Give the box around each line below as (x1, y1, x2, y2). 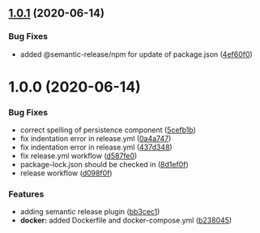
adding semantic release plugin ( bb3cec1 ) (19, 207, 160, 217)
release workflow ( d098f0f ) (19, 168, 113, 178)
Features (8, 188, 45, 200)
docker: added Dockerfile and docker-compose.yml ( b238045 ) (19, 215, 232, 226)
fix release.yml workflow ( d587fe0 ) (19, 151, 138, 161)
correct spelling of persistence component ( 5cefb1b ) (19, 125, 197, 135)
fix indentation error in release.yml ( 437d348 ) (19, 142, 173, 153)
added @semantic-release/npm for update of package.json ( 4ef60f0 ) (19, 49, 253, 59)
